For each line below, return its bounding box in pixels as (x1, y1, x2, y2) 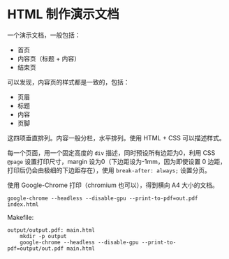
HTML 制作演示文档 (7, 6, 120, 22)
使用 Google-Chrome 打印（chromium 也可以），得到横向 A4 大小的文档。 (7, 181, 219, 189)
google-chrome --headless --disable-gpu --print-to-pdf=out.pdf (7, 195, 198, 202)
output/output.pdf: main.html (7, 226, 96, 234)
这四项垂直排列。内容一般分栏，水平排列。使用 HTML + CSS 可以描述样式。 (7, 133, 226, 142)
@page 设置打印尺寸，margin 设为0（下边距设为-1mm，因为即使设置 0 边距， (7, 157, 227, 165)
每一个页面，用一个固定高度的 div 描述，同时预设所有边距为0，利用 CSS (7, 148, 216, 157)
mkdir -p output (20, 232, 68, 239)
